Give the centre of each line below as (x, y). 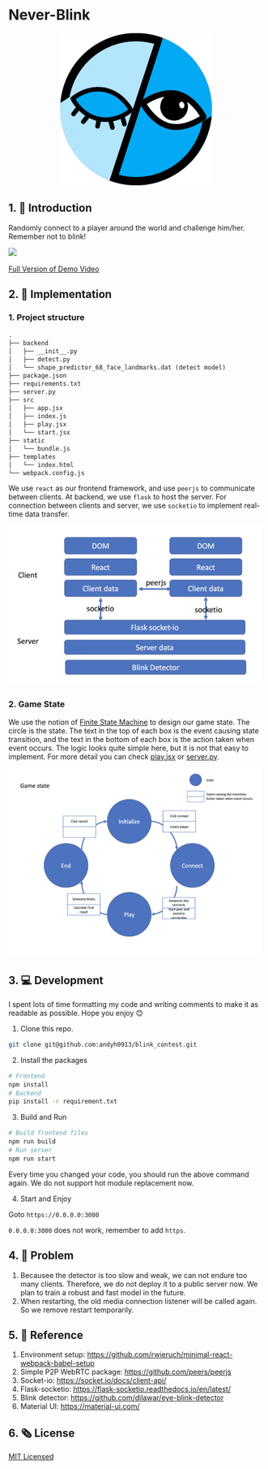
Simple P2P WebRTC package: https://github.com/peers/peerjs (126, 1372)
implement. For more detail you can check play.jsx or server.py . (114, 756)
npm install (28, 1084)
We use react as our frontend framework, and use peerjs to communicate (132, 488)
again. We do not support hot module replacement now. (101, 1182)
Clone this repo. (47, 1028)
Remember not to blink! (47, 236)
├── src (21, 400)
